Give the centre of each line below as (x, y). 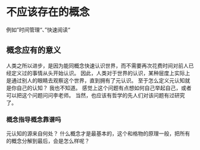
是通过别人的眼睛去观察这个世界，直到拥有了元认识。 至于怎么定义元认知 (96, 80)
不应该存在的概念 (48, 12)
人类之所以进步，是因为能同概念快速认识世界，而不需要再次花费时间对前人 (97, 65)
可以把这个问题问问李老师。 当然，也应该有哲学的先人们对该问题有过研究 (96, 95)
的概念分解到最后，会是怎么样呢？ (48, 141)
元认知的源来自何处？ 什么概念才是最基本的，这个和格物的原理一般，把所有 (98, 133)
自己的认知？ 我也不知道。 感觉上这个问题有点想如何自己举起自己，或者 (104, 88)
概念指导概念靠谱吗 (34, 119)
